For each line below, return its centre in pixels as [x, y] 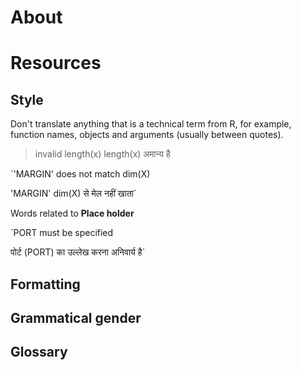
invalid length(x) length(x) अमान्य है [102, 154]
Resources [56, 63]
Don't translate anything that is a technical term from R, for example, [151, 124]
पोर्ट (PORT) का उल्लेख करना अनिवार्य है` [78, 252]
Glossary [39, 352]
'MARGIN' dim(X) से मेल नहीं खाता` [73, 193]
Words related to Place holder [72, 213]
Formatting [45, 284]
